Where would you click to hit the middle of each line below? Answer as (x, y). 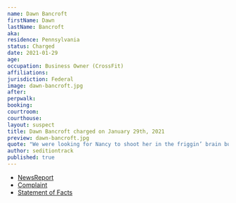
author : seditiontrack (40, 151)
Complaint (32, 185)
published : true (31, 158)
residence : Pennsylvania (44, 40)
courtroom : (23, 112)
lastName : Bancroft (36, 27)
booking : (20, 105)
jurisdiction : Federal (40, 79)
